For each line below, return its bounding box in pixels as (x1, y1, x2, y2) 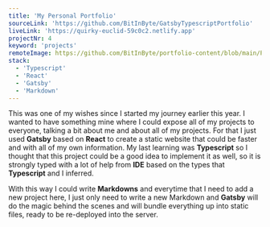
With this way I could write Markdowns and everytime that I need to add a (8, 184, 254, 194)
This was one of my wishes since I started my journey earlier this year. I (8, 109, 245, 118)
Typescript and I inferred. (8, 168, 94, 178)
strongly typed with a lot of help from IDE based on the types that (8, 160, 225, 170)
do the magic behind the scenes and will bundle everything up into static (8, 201, 249, 211)
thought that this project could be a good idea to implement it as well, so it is (8, 151, 261, 161)
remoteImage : (8, 49, 52, 57)
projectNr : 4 (8, 34, 52, 43)
